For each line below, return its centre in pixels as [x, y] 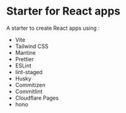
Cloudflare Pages [37, 98]
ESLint [23, 66]
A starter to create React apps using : [53, 28]
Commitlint [29, 91]
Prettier [24, 59]
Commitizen [30, 85]
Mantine [25, 52]
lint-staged [29, 72]
